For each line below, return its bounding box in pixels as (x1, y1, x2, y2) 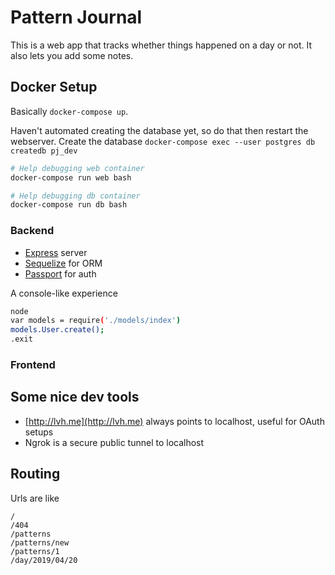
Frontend (10, 357, 56, 371)
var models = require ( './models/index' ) (10, 316, 182, 326)
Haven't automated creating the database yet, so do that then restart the (10, 124, 309, 136)
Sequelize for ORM (24, 257, 103, 269)
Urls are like (10, 492, 60, 504)
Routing (10, 466, 61, 483)
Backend (10, 224, 55, 238)
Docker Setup (10, 79, 98, 96)
